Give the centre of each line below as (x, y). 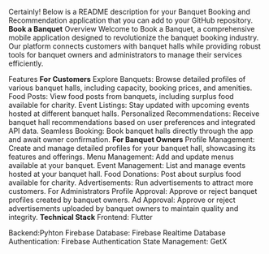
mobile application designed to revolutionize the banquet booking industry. (134, 37)
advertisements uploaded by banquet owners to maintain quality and (124, 209)
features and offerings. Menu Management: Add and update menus (121, 157)
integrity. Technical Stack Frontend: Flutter (80, 217)
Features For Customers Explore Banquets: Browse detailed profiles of (127, 79)
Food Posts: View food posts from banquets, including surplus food (121, 96)
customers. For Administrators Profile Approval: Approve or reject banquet (133, 191)
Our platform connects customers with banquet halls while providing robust (135, 46)
